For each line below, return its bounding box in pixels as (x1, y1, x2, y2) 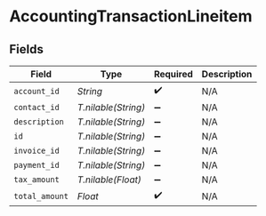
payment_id (13, 160, 60, 170)
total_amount (13, 191, 69, 201)
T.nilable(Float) (77, 173, 142, 186)
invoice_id (13, 146, 60, 156)
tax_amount (13, 175, 60, 184)
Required (154, 68, 194, 80)
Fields (9, 42, 44, 57)
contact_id (13, 102, 60, 112)
